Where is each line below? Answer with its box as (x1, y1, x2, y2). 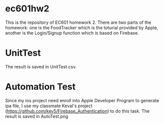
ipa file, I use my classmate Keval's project (5, 103, 93, 109)
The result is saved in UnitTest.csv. (5, 63, 77, 69)
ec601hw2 (5, 3, 50, 14)
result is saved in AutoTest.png (5, 113, 68, 119)
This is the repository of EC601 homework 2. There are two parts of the (5, 19, 152, 25)
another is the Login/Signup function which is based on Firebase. (5, 30, 139, 36)
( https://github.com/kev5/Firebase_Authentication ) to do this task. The (5, 108, 150, 114)
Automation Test (5, 81, 76, 92)
